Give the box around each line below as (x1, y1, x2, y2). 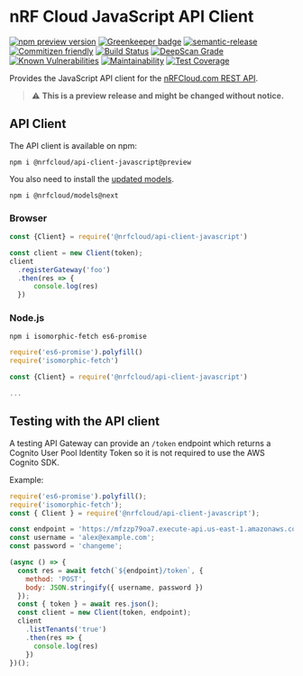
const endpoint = (9, 525, 75, 534)
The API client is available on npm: (9, 140, 137, 151)
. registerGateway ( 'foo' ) (17, 265, 111, 274)
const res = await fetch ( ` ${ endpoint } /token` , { (17, 566, 204, 575)
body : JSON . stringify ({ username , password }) (25, 583, 204, 592)
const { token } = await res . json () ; (17, 599, 160, 609)
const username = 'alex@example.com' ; (9, 534, 155, 543)
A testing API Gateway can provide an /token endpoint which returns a (9, 437, 271, 448)
